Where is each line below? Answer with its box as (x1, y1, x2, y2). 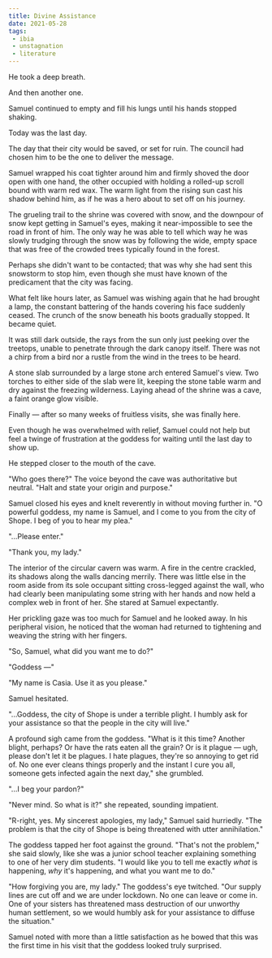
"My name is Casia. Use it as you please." (8, 678, 148, 687)
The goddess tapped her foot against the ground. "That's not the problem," (8, 840, 260, 850)
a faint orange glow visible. (8, 394, 99, 403)
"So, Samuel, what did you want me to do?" (8, 647, 154, 655)
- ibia (11, 34, 35, 43)
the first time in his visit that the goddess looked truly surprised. (8, 941, 222, 950)
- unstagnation (11, 42, 63, 50)
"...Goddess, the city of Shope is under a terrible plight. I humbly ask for (8, 709, 248, 719)
